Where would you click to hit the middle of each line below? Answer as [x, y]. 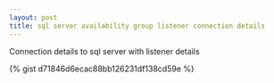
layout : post [33, 17]
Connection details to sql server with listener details [104, 51]
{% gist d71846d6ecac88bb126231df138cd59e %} [102, 69]
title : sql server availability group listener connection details [137, 26]
